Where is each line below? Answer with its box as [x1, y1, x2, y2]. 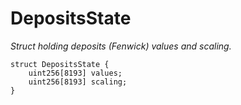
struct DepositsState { [10, 59, 110, 69]
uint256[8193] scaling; [28, 77, 128, 87]
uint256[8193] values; [28, 68, 123, 78]
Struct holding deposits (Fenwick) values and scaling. [10, 40, 232, 52]
